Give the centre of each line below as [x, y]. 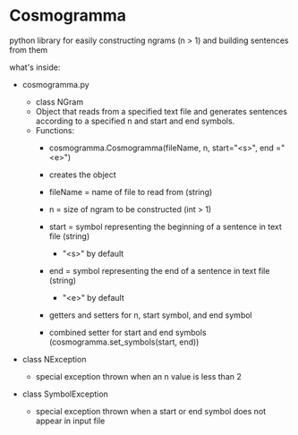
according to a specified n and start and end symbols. [135, 121]
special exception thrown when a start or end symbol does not [151, 411]
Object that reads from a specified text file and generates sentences [162, 111]
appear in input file [70, 421]
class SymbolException [65, 394]
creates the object [82, 175]
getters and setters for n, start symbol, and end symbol [150, 315]
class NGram [59, 102]
